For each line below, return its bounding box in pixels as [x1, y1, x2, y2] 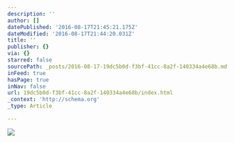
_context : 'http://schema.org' [7, 96, 100, 103]
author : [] [7, 17, 40, 24]
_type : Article [7, 103, 53, 110]
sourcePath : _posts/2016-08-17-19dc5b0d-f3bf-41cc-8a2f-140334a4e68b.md [7, 63, 228, 70]
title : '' [7, 37, 37, 44]
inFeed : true [7, 69, 46, 76]
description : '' [7, 10, 55, 18]
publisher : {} [7, 43, 50, 50]
